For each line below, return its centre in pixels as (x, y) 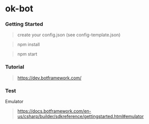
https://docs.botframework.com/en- (54, 111)
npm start (27, 54)
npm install (29, 45)
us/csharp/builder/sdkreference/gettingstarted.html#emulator (80, 117)
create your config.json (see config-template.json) (69, 35)
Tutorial (15, 67)
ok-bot (19, 9)
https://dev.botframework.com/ (49, 78)
